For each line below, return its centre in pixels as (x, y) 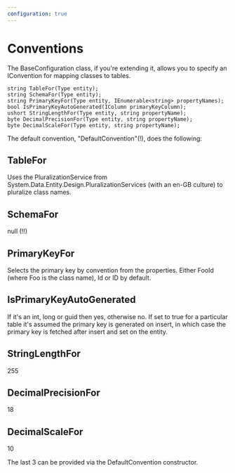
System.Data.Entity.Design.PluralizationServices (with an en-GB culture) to (115, 185)
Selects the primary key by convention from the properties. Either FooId (110, 270)
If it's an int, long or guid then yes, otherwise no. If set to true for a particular (117, 316)
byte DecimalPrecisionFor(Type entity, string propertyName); (100, 119)
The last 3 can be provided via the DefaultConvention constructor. (103, 462)
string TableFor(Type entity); (53, 89)
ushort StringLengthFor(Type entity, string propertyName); (97, 113)
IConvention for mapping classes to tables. (69, 75)
